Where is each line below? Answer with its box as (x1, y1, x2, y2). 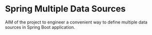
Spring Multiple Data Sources (5, 3, 126, 14)
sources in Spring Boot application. (5, 24, 75, 30)
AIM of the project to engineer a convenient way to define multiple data (5, 19, 148, 25)
